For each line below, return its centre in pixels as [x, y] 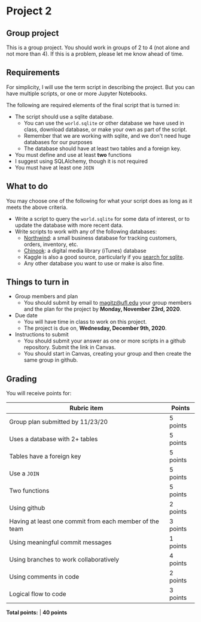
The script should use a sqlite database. [64, 116]
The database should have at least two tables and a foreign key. [102, 148]
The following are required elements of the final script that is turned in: [93, 105]
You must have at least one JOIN [54, 167]
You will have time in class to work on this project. [85, 322]
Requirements [33, 73]
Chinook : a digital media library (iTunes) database [85, 250]
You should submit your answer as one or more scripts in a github [105, 341]
